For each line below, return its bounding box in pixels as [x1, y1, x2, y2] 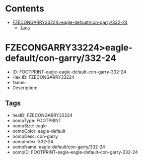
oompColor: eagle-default [12, 128, 66, 134]
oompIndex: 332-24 [12, 138, 54, 144]
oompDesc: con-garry [12, 133, 58, 139]
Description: [12, 85, 38, 91]
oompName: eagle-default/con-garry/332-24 [12, 144, 105, 150]
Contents [5, 3, 45, 14]
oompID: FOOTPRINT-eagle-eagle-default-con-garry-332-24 [12, 149, 138, 155]
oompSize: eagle [12, 122, 47, 129]
